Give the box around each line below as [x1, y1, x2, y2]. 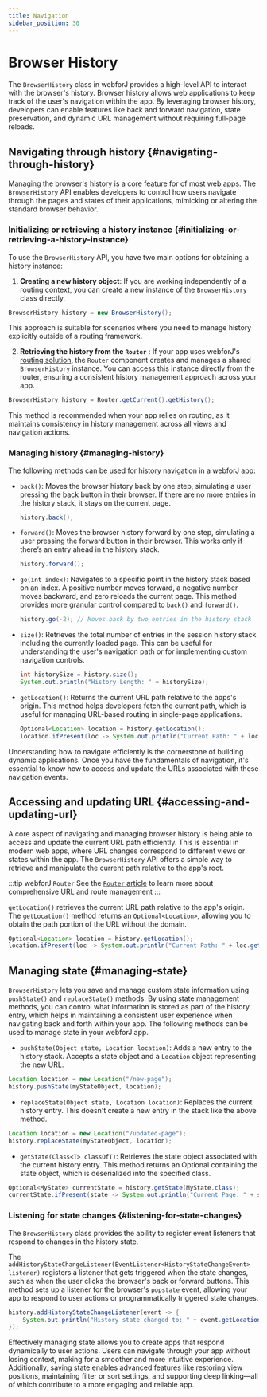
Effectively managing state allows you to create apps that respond [8, 1337, 225, 1348]
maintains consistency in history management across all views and [8, 419, 226, 429]
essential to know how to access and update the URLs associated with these [8, 763, 259, 773]
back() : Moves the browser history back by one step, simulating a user [19, 481, 252, 490]
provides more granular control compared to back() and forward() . [19, 600, 239, 610]
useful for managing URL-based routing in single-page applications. [19, 709, 242, 718]
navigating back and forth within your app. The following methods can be [8, 1019, 249, 1029]
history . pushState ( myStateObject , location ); [8, 1082, 161, 1091]
